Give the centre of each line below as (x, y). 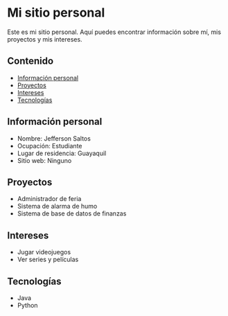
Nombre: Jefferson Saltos (54, 138)
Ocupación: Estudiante (50, 146)
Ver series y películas (48, 260)
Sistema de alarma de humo (57, 207)
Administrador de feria (49, 199)
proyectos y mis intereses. (45, 39)
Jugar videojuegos (44, 252)
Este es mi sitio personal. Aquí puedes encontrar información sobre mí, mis (114, 32)
